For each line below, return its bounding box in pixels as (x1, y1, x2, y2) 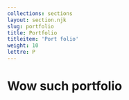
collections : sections (7, 10, 73, 17)
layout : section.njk (7, 17, 67, 23)
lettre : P (7, 49, 36, 56)
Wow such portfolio (7, 79, 123, 94)
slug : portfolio (7, 23, 54, 30)
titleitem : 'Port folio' (7, 36, 79, 43)
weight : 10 (7, 42, 39, 49)
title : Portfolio (7, 29, 58, 37)
